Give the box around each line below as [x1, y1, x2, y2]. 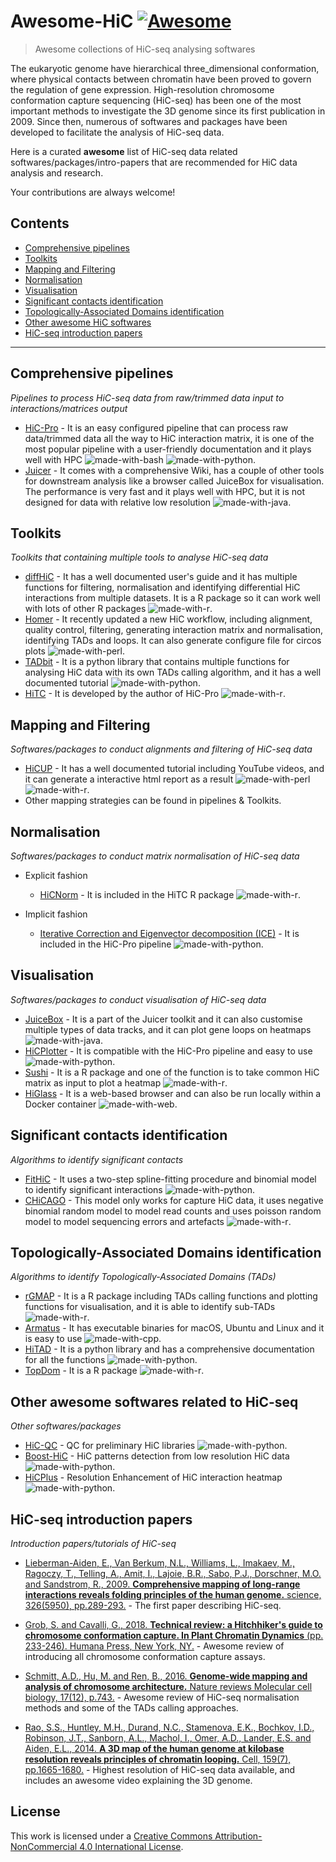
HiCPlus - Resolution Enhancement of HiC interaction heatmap [24, 1471, 283, 1484]
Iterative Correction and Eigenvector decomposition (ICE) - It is [39, 928, 300, 939]
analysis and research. [10, 166, 104, 179]
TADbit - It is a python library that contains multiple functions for [24, 656, 290, 668]
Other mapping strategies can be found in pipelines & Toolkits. [24, 795, 282, 807]
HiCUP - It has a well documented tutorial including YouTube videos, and [24, 763, 325, 775]
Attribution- [214, 1830, 263, 1842]
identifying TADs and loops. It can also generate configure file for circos [24, 635, 322, 647]
